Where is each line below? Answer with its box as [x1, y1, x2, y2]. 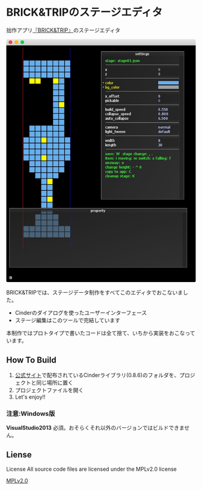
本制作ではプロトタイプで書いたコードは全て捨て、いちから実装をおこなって [6, 329, 195, 337]
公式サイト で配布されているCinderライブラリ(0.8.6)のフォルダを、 [14, 372, 180, 379]
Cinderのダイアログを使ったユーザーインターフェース [14, 309, 147, 316]
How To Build [6, 355, 57, 365]
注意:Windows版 [6, 409, 55, 418]
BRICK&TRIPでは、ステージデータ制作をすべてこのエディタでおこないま [6, 289, 183, 296]
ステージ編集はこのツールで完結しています [14, 317, 121, 324]
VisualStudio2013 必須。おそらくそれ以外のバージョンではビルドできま [6, 424, 185, 432]
